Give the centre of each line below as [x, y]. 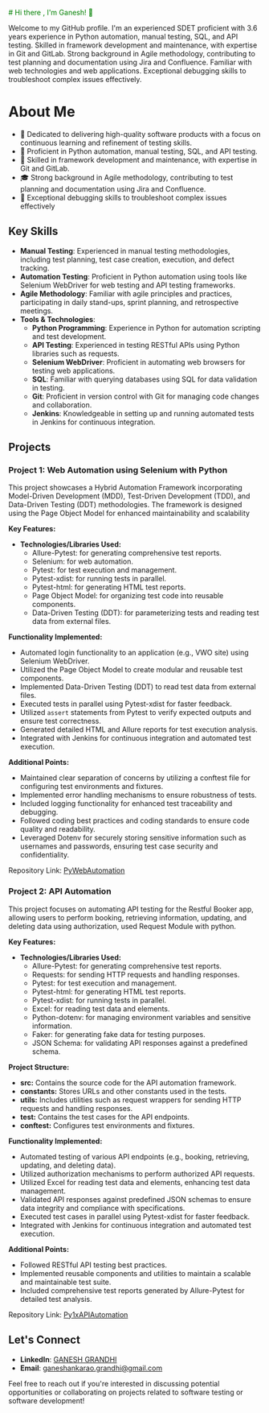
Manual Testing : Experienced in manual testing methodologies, [125, 250]
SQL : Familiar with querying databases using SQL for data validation [145, 379]
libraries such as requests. [75, 353]
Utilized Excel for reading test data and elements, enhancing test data [135, 1182]
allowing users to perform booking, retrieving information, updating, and [128, 917]
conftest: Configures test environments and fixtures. [107, 1125]
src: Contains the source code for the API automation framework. [128, 1082]
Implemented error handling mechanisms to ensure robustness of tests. [138, 795]
